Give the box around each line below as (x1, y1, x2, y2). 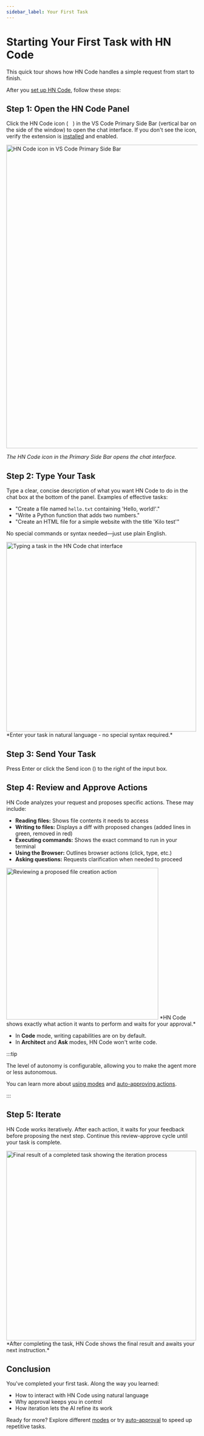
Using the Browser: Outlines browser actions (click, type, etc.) (15, 849, 172, 856)
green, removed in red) (15, 830, 73, 837)
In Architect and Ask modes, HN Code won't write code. (15, 1038, 158, 1046)
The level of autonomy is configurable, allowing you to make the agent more (6, 1062, 197, 1069)
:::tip (6, 1050, 18, 1057)
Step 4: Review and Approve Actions (6, 782, 148, 793)
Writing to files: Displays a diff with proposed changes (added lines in (15, 823, 191, 830)
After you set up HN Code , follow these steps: (6, 86, 121, 93)
